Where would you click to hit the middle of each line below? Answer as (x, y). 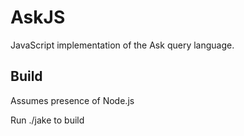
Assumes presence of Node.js (72, 100)
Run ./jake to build (47, 120)
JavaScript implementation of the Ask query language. (122, 45)
